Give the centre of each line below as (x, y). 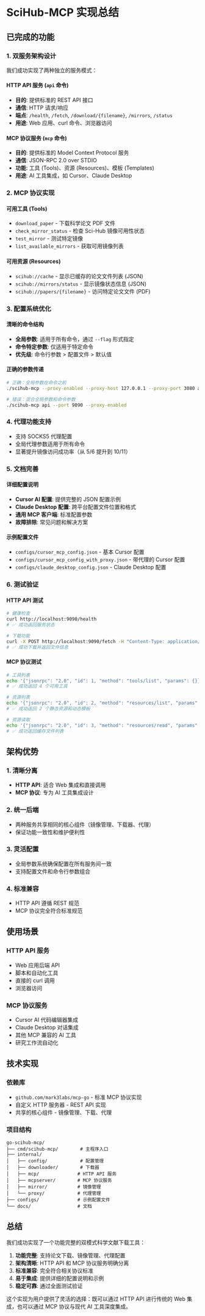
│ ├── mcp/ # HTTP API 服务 (62, 1174)
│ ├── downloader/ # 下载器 (53, 1168)
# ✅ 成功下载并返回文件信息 (38, 647)
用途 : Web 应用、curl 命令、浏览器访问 (63, 123)
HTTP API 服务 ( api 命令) (38, 85)
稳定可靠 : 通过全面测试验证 (49, 1285)
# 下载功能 (18, 636)
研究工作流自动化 (37, 1043)
